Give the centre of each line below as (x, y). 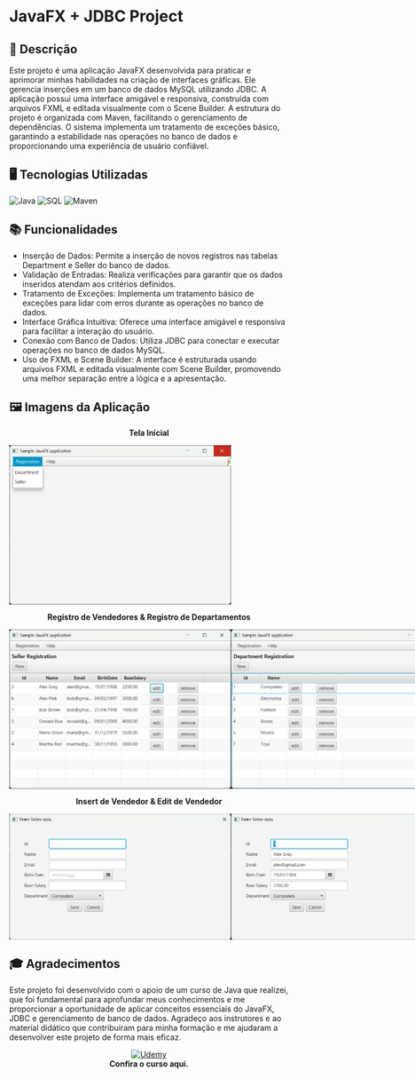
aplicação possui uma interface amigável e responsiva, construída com (139, 99)
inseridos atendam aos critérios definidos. (99, 284)
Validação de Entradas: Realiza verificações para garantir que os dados (153, 274)
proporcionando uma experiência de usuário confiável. (109, 146)
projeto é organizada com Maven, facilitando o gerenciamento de (129, 118)
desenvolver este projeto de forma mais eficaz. (95, 1037)
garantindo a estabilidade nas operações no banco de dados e (123, 136)
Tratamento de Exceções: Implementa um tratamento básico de (138, 293)
